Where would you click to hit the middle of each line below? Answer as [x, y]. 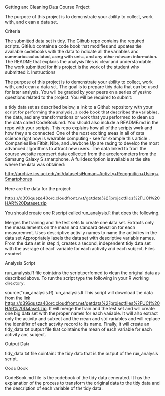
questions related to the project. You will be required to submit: [69, 97]
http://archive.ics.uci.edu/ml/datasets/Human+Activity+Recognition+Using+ [82, 174]
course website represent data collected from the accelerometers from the [81, 154]
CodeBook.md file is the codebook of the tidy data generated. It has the [78, 378]
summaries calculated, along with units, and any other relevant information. [81, 57]
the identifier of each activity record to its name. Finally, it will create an [77, 324]
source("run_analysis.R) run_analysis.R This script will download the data [79, 293]
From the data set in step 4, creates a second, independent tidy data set [78, 243]
